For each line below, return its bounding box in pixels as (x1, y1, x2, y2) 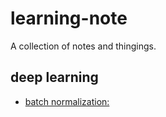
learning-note (10, 7, 128, 30)
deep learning (10, 69, 99, 86)
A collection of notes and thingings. (10, 40, 157, 52)
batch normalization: (24, 95, 110, 107)
